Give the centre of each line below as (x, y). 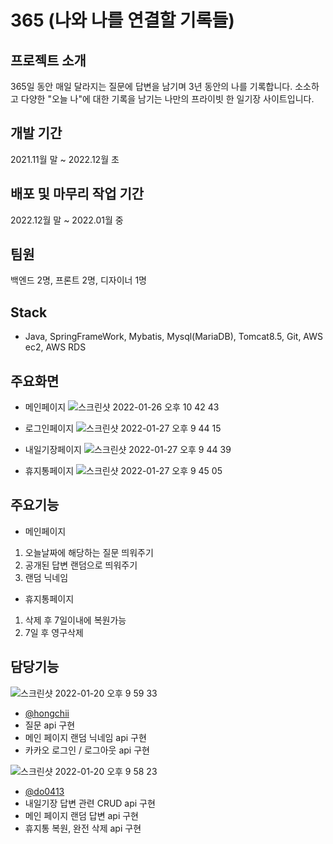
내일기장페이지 (53, 450)
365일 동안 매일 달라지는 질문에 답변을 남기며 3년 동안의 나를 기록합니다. (151, 86)
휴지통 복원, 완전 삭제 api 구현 (83, 828)
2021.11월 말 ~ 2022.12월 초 (65, 159)
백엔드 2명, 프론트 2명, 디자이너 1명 (78, 280)
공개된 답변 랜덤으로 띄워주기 (81, 565)
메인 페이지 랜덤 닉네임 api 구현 (85, 737)
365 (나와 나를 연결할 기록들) (122, 20)
